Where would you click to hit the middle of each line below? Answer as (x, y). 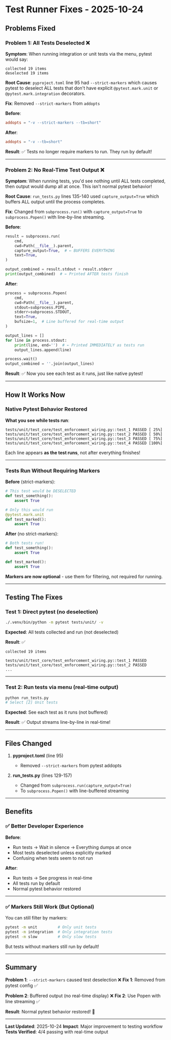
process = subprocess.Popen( (36, 293)
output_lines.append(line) (43, 350)
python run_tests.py (27, 698)
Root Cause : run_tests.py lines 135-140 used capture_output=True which (82, 196)
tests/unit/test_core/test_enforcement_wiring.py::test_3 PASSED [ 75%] (84, 439)
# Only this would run (29, 510)
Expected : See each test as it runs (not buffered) (57, 712)
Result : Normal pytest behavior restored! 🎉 (50, 1011)
